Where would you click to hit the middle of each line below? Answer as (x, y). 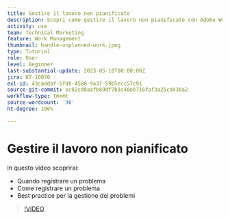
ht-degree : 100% (30, 109)
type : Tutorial (29, 52)
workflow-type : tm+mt (38, 96)
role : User (23, 58)
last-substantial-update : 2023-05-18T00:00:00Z (76, 70)
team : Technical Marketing (46, 33)
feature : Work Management (44, 39)
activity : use (27, 26)
